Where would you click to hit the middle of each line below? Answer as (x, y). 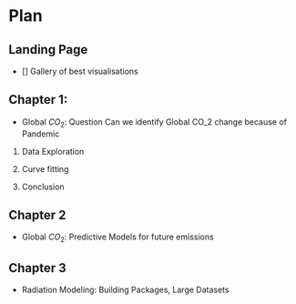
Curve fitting (45, 168)
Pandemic (41, 134)
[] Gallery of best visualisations (80, 71)
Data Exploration (53, 151)
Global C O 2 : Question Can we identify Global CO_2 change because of (154, 122)
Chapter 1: (38, 100)
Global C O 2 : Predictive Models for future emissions (118, 238)
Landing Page (48, 50)
